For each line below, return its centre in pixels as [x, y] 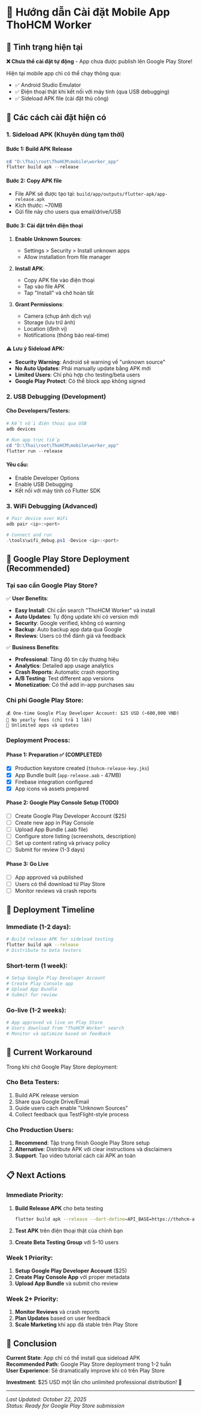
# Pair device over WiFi [37, 518]
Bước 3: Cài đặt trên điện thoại [45, 226]
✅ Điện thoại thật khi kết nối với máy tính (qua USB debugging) [92, 92]
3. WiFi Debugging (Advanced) [52, 506]
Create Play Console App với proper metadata [72, 1277]
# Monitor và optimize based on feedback [59, 1034]
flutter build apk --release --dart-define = [71, 1219]
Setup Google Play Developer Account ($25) [71, 1271]
